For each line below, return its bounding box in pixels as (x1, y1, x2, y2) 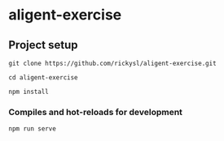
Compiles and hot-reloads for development (8, 106, 183, 117)
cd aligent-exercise (8, 74, 79, 82)
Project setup (8, 38, 79, 52)
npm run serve (8, 125, 57, 133)
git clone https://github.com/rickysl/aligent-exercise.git (8, 59, 217, 67)
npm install (8, 88, 49, 96)
